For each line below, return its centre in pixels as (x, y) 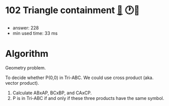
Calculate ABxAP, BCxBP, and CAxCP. (52, 93)
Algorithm (27, 54)
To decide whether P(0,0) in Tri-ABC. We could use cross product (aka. (79, 78)
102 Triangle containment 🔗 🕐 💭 (73, 10)
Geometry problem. (26, 67)
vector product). (22, 83)
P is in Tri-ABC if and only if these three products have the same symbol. (88, 98)
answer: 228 (26, 28)
